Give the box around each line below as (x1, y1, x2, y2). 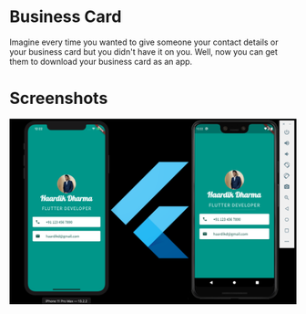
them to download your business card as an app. (9, 56, 193, 67)
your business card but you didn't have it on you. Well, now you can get (9, 46, 278, 57)
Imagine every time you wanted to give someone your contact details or (9, 37, 280, 47)
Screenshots (9, 89, 108, 109)
